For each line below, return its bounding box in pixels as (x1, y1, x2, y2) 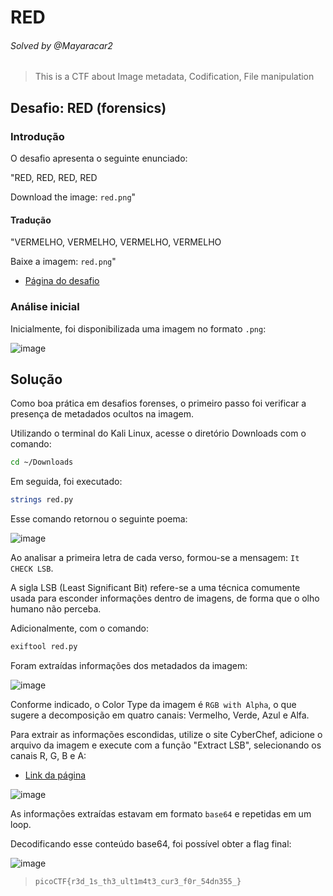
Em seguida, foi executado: (10, 476, 123, 488)
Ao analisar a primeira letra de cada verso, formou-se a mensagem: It (10, 552, 300, 564)
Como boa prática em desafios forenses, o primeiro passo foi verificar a (10, 397, 307, 410)
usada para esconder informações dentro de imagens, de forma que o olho (10, 592, 320, 605)
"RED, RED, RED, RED (10, 172, 98, 184)
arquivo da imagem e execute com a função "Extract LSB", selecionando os (10, 739, 322, 751)
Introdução (10, 129, 65, 143)
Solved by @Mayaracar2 (10, 39, 113, 51)
